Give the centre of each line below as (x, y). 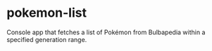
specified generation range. (47, 39)
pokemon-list (47, 13)
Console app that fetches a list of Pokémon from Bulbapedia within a (106, 32)
